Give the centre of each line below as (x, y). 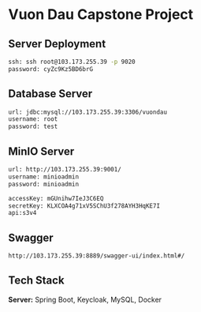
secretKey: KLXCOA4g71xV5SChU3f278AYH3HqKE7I (84, 206)
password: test (33, 127)
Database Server (50, 94)
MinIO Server (41, 151)
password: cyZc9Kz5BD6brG (50, 69)
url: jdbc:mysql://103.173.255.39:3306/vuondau (88, 112)
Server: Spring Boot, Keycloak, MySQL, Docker (85, 299)
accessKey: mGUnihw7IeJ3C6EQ (56, 198)
